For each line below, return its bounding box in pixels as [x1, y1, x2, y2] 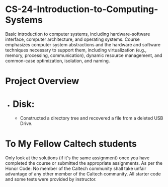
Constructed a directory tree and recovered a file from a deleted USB [20, 115, 163, 121]
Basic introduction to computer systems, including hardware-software [5, 31, 150, 37]
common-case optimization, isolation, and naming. [5, 57, 110, 64]
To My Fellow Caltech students [5, 138, 137, 150]
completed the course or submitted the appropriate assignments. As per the [5, 160, 162, 166]
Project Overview [5, 76, 79, 87]
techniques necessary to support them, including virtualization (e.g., [5, 47, 147, 53]
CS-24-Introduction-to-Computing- [5, 4, 158, 15]
